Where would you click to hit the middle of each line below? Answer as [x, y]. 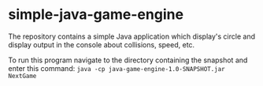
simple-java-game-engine [96, 15]
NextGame [22, 76]
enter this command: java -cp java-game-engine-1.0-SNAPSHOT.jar [117, 68]
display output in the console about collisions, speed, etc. [102, 44]
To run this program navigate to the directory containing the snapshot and [128, 60]
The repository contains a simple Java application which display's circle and [132, 36]
